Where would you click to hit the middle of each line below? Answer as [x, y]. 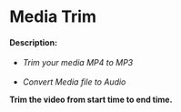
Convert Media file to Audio [74, 82]
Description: [33, 42]
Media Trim [53, 17]
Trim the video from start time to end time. [91, 100]
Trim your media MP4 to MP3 [78, 63]
